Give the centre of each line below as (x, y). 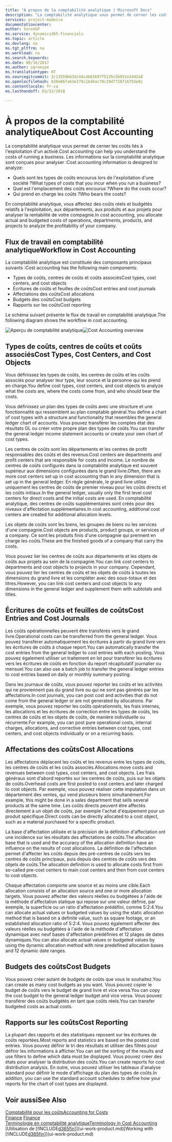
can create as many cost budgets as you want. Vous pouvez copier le (79, 985)
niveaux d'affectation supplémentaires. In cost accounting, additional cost (83, 509)
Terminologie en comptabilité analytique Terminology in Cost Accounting (81, 1123)
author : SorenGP (23, 29)
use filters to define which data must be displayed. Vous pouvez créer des (84, 1056)
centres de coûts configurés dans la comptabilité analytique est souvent (81, 466)
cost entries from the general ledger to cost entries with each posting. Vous (85, 652)
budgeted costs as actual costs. (39, 1006)
